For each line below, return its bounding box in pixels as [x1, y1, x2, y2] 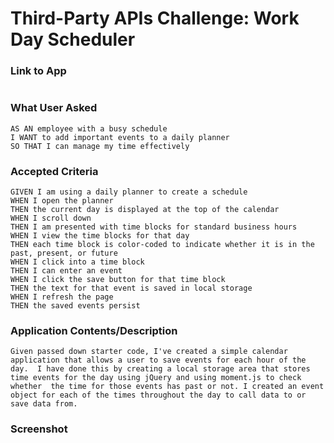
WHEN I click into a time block [10, 257, 145, 267]
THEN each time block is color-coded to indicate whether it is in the [10, 240, 315, 250]
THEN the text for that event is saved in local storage [10, 283, 253, 294]
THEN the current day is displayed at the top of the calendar [10, 205, 280, 215]
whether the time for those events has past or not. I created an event [10, 382, 325, 392]
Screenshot [10, 422, 68, 436]
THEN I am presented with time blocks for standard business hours [10, 222, 298, 232]
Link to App [10, 64, 67, 78]
